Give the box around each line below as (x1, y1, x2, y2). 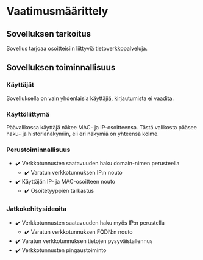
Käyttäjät (6, 81, 35, 89)
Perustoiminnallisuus (6, 145, 71, 154)
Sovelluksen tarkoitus (6, 29, 91, 39)
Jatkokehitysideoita (6, 204, 67, 213)
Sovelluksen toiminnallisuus (6, 62, 116, 73)
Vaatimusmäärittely (6, 4, 109, 18)
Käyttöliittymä (6, 110, 50, 118)
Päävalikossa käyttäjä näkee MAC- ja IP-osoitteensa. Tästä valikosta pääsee (6, 123, 197, 131)
